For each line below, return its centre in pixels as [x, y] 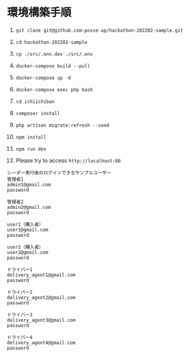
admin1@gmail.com [29, 184]
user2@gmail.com [28, 252]
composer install [38, 113]
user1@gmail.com [28, 230]
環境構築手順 [39, 13]
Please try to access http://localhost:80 [68, 160]
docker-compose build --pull [53, 66]
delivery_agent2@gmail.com [41, 298]
